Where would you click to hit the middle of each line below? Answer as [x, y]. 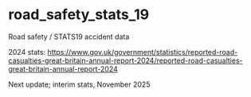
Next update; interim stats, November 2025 [79, 84]
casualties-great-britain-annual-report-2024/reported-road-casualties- [125, 60]
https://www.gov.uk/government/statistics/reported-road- [143, 52]
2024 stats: [27, 52]
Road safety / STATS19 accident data [69, 37]
